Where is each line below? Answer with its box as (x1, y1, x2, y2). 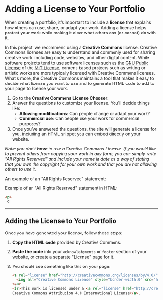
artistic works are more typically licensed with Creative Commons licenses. (5, 70, 155, 76)
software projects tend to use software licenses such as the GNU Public (5, 60, 149, 66)
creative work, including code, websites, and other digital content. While (5, 54, 149, 60)
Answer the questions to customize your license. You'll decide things (12, 100, 150, 106)
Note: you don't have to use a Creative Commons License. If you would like (5, 146, 156, 151)
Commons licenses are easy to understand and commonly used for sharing (5, 50, 155, 55)
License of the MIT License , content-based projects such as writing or (5, 65, 146, 71)
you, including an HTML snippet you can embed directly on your (12, 131, 141, 137)
